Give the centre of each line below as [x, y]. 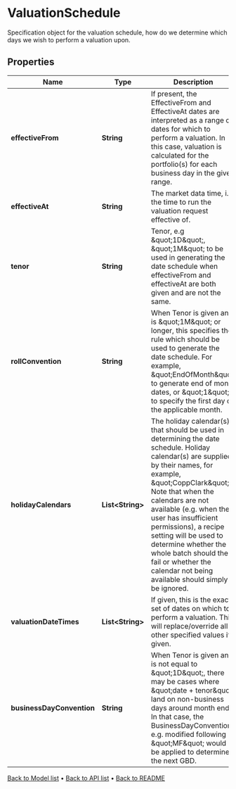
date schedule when [184, 266]
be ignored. [170, 588]
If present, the [174, 94]
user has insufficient [184, 517]
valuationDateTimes [45, 621]
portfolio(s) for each [184, 164]
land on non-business [188, 699]
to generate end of [182, 383]
